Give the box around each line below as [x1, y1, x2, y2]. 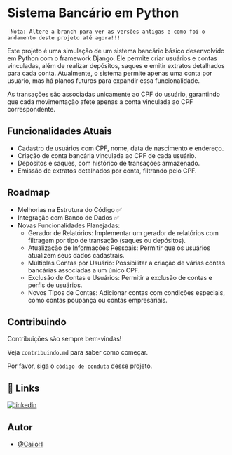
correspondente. [7, 105, 56, 113]
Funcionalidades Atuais [7, 125, 112, 138]
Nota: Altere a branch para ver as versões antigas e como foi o [10, 28, 205, 35]
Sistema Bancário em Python [7, 5, 179, 21]
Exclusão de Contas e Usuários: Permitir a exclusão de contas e [27, 273, 212, 282]
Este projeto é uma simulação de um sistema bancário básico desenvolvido [7, 46, 225, 55]
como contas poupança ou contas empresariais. [27, 296, 168, 304]
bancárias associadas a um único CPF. [27, 265, 140, 275]
